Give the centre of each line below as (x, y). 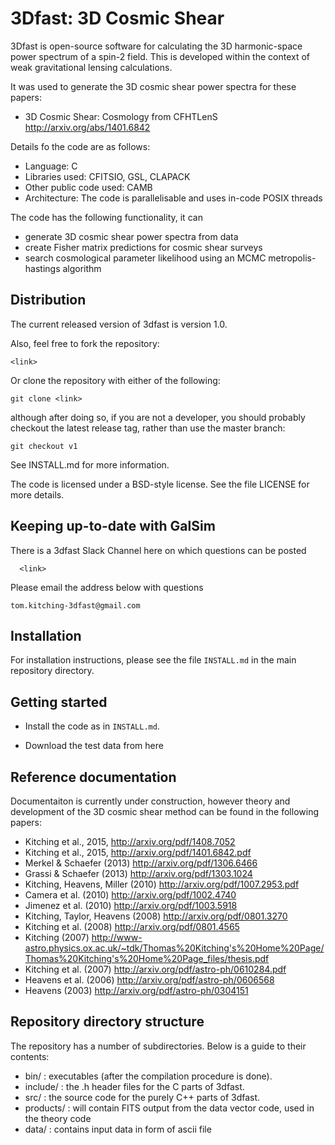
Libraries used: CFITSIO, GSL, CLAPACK (107, 176)
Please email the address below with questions (107, 587)
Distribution (48, 300)
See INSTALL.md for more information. (90, 464)
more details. (37, 494)
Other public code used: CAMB (88, 187)
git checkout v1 (44, 446)
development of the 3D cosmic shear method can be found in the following (165, 811)
